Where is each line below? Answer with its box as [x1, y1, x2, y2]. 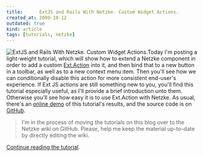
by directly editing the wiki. [21, 132, 90, 139]
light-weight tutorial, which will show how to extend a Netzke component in [6, 55, 196, 62]
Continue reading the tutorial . [6, 144, 81, 151]
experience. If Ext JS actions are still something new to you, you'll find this [6, 81, 194, 89]
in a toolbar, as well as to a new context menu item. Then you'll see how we [6, 68, 196, 75]
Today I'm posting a [147, 48, 197, 56]
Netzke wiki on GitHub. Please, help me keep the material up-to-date [21, 125, 195, 133]
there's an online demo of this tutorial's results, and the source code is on [6, 100, 192, 108]
